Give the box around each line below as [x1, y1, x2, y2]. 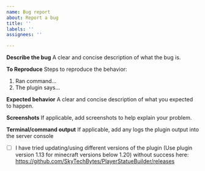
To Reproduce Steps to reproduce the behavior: [6, 65, 127, 73]
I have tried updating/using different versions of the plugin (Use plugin [15, 144, 193, 151]
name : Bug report [6, 9, 51, 15]
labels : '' [6, 26, 34, 32]
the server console [6, 133, 54, 140]
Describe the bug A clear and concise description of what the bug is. [6, 54, 181, 61]
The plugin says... [15, 84, 61, 92]
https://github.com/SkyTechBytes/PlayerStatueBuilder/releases [15, 158, 175, 165]
